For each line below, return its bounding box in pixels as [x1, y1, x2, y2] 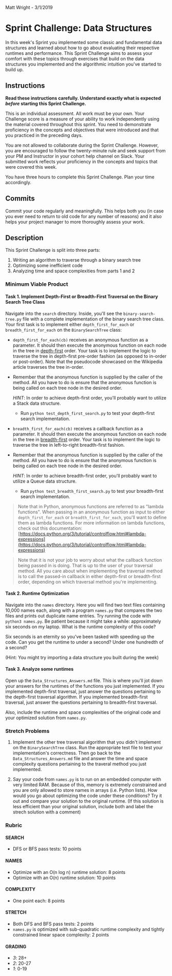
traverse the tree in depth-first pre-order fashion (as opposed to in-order [12, 353, 167, 359]
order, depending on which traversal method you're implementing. [17, 579, 158, 585]
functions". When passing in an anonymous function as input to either [17, 509, 165, 515]
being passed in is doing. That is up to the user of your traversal [17, 562, 153, 568]
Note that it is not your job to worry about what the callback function [17, 556, 162, 563]
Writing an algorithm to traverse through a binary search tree [12, 257, 141, 263]
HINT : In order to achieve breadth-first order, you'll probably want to [12, 472, 157, 479]
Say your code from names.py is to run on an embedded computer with [12, 776, 161, 783]
